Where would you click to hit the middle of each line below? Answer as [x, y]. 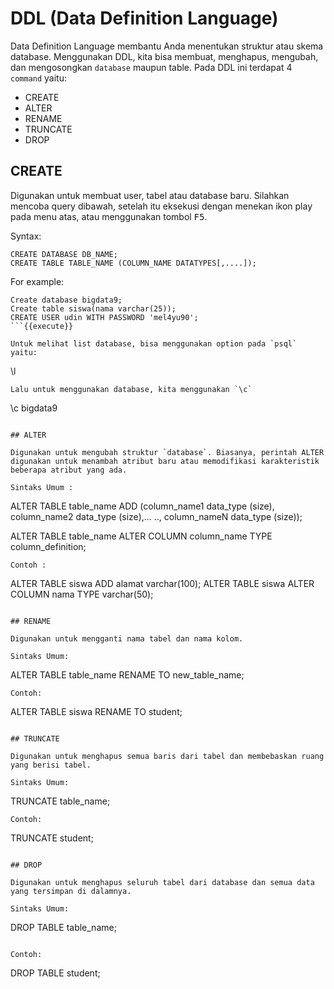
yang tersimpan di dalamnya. [71, 891]
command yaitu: [39, 78]
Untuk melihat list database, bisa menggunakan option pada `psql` [154, 343]
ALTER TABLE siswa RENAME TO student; [96, 711]
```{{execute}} [42, 326]
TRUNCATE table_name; [60, 801]
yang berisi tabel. [51, 765]
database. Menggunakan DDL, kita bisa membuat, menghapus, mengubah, [164, 56]
